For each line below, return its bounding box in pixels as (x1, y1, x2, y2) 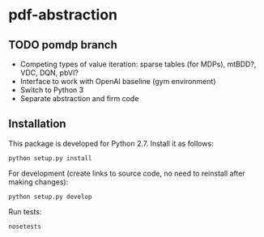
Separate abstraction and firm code (19, 94, 139, 103)
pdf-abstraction (8, 6, 118, 24)
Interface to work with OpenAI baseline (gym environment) (19, 77, 216, 86)
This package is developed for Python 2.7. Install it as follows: (8, 138, 214, 148)
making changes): (8, 176, 69, 187)
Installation (8, 117, 66, 131)
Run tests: (8, 206, 42, 216)
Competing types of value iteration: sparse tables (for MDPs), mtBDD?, (19, 59, 257, 69)
